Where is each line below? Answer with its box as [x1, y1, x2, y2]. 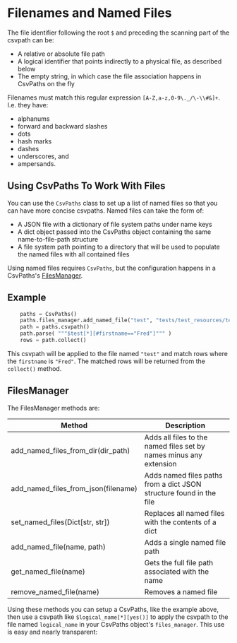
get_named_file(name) [11, 567, 86, 577]
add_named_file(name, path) [11, 542, 106, 552]
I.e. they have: [7, 100, 49, 109]
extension [144, 459, 178, 468]
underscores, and [17, 152, 69, 160]
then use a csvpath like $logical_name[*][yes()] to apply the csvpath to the [7, 613, 229, 621]
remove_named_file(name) [11, 586, 100, 596]
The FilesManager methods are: [7, 403, 100, 412]
